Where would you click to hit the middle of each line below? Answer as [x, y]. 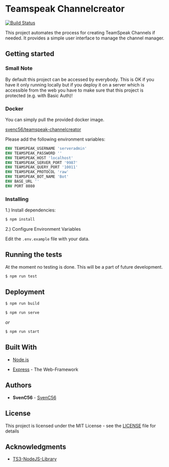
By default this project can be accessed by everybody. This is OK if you [80, 79]
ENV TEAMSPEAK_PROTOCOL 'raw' [37, 172]
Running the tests [34, 255]
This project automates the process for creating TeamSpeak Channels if [80, 32]
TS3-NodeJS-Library [35, 459]
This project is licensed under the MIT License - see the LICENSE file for [80, 426]
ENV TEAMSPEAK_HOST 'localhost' [39, 158]
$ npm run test [21, 276]
